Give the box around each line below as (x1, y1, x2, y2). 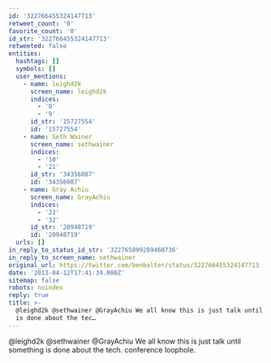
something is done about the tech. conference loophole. (8, 344, 196, 354)
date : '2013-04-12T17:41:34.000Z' (8, 269, 126, 277)
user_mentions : (15, 72, 67, 80)
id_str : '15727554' (29, 118, 96, 126)
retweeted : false (8, 42, 67, 50)
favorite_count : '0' (8, 27, 79, 35)
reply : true (8, 292, 49, 300)
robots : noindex (8, 283, 63, 292)
